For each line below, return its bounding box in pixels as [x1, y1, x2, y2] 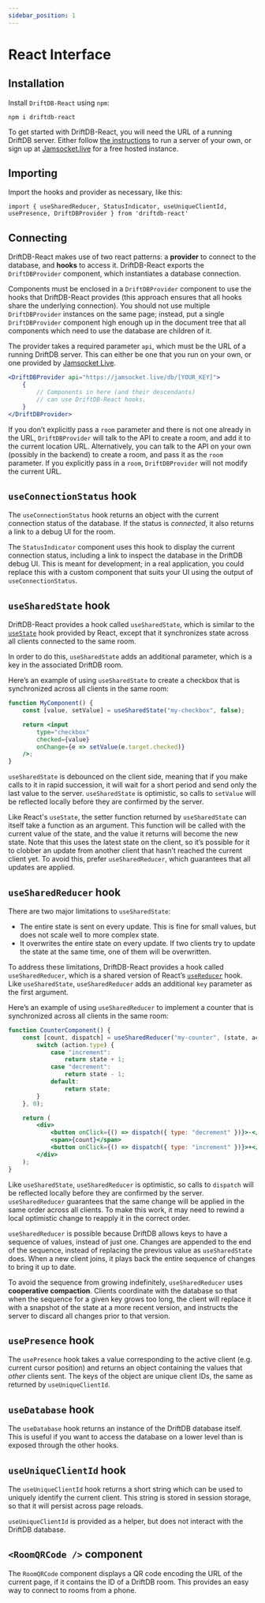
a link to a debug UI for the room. [8, 527, 116, 537]
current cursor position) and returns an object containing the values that [8, 1363, 243, 1372]
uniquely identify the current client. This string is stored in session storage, [8, 1493, 252, 1502]
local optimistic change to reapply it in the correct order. [8, 1213, 191, 1222]
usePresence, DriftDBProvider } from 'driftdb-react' [8, 210, 189, 218]
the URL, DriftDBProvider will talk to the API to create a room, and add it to [8, 433, 251, 442]
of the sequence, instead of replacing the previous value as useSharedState [8, 1245, 252, 1255]
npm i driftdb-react [8, 113, 77, 121]
